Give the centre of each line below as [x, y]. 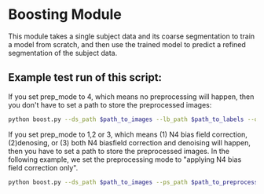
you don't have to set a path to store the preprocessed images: [110, 104]
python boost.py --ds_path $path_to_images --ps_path [98, 182]
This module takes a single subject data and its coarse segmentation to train [132, 36]
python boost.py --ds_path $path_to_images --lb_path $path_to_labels [126, 119]
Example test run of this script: [85, 77]
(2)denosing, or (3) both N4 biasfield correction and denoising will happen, [130, 142]
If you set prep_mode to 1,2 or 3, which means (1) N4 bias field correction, [128, 134]
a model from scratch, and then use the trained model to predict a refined [127, 44]
